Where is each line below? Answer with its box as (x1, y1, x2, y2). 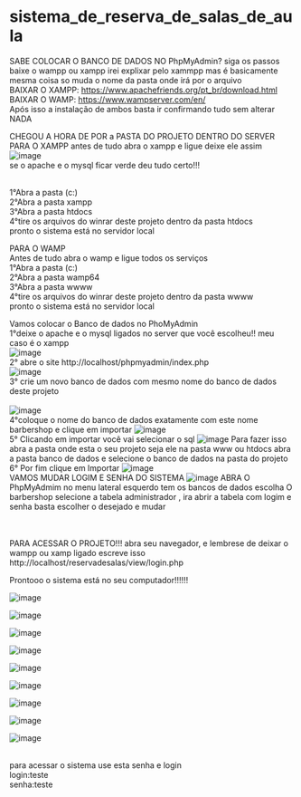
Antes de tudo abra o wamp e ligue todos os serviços (9, 252, 209, 264)
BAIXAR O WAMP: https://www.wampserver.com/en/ (9, 93, 206, 105)
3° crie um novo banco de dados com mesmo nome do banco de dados (9, 376, 277, 387)
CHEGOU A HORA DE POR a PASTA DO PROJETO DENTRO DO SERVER (9, 130, 276, 141)
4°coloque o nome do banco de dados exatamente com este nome (9, 414, 259, 425)
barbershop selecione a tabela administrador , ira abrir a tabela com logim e (9, 491, 292, 502)
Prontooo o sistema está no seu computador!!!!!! (9, 574, 189, 585)
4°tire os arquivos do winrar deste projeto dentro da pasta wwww (9, 291, 254, 302)
